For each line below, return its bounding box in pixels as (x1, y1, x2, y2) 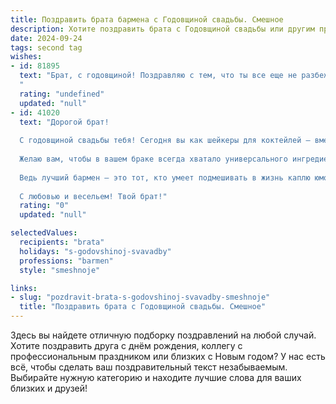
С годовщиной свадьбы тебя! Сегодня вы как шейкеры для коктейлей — (19, 136, 311, 146)
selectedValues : (10, 228, 78, 238)
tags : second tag (10, 42, 83, 53)
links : (10, 283, 38, 293)
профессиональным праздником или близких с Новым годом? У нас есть (10, 351, 326, 362)
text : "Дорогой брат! (19, 117, 110, 127)
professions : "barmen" (19, 256, 114, 266)
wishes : (10, 52, 43, 62)
